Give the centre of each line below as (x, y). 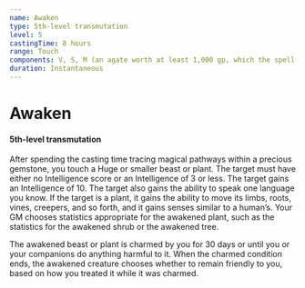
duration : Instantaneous (56, 69)
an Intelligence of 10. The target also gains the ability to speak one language (152, 188)
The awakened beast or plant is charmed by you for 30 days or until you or (150, 244)
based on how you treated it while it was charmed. (104, 273)
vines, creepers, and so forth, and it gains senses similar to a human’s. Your (151, 208)
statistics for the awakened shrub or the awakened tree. (114, 227)
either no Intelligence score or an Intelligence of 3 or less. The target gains (149, 179)
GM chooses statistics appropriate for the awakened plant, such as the (142, 217)
